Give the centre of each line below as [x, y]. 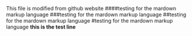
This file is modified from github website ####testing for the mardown [91, 8]
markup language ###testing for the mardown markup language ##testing [96, 15]
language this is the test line [41, 27]
